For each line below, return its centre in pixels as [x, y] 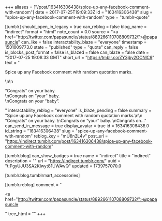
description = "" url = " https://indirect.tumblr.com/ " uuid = [63, 161]
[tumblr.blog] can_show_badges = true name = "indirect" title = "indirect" [78, 156]
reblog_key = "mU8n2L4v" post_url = [71, 136]
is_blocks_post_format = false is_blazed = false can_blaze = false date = [77, 52]
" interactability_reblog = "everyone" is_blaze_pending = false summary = [78, 110]
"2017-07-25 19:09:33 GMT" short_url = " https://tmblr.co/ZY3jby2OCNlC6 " [80, 57]
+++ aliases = [19, 7]
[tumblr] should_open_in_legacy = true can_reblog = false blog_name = [76, 27]
